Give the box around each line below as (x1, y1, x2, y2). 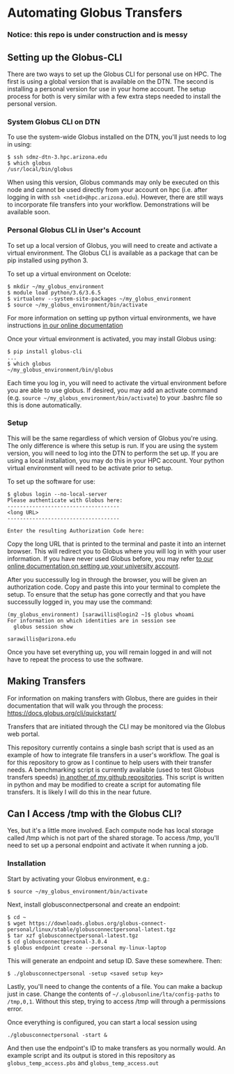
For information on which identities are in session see (7, 617, 176, 624)
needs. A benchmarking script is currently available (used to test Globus (7, 766, 214, 774)
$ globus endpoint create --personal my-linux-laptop (7, 944, 167, 951)
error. (7, 1004, 23, 1013)
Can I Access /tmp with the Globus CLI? (7, 808, 182, 820)
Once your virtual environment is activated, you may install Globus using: (7, 334, 217, 343)
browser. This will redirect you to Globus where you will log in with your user (7, 546, 226, 555)
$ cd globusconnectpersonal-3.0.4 (7, 938, 108, 945)
